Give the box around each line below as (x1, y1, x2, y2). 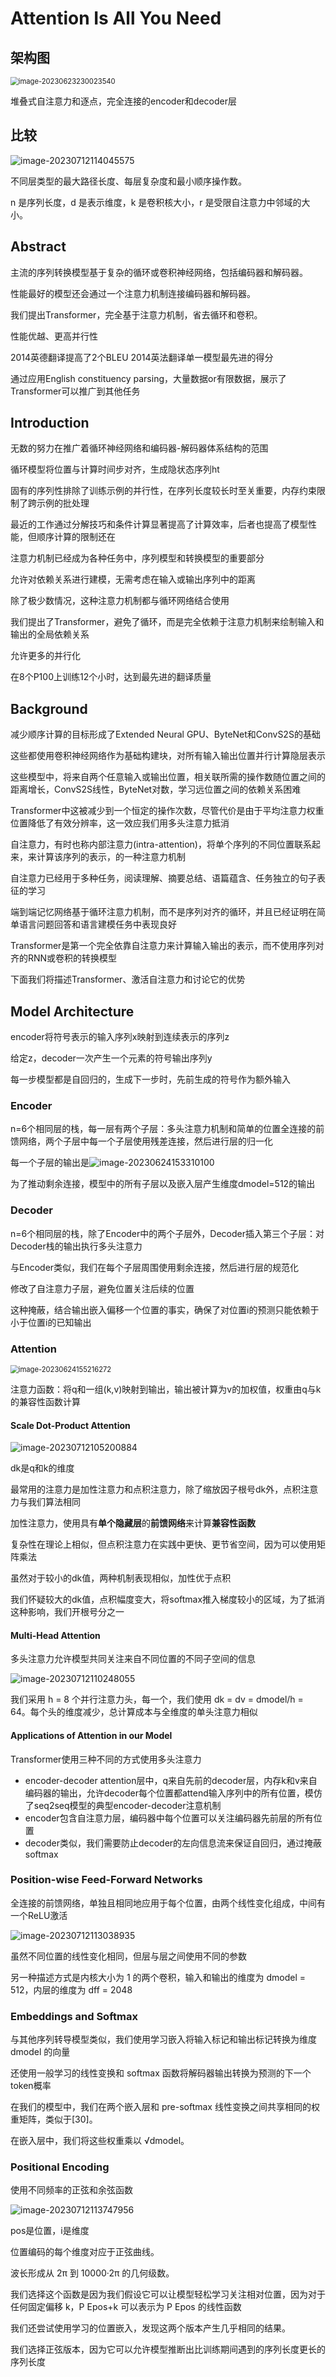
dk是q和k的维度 (10, 1462, 75, 1474)
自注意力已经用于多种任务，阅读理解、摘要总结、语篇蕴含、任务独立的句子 (10, 872, 317, 884)
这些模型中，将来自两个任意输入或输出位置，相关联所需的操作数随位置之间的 (10, 771, 326, 783)
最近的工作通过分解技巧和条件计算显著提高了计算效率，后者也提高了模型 (10, 518, 308, 531)
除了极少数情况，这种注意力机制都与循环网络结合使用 (10, 595, 230, 607)
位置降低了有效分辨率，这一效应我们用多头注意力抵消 (10, 817, 230, 829)
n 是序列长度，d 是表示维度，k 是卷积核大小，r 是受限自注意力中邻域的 (10, 196, 302, 208)
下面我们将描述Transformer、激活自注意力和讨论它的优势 (10, 973, 246, 986)
